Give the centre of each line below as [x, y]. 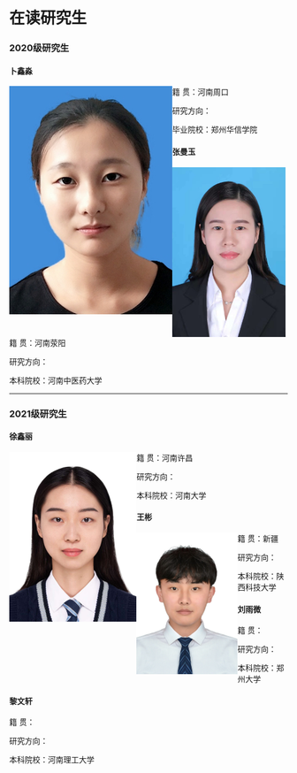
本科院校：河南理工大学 [52, 760]
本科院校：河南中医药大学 [56, 380]
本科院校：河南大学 [171, 495]
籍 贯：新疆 [258, 539]
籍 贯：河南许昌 [165, 457]
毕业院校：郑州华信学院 [215, 130]
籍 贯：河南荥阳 [38, 342]
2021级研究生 [38, 414]
